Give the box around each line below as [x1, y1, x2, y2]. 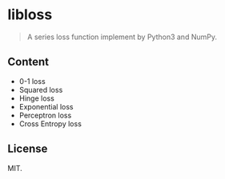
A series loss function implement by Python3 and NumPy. [26, 32, 218, 42]
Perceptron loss [18, 110, 72, 120]
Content [7, 55, 50, 69]
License [7, 142, 48, 156]
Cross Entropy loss [18, 118, 82, 129]
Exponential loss [18, 101, 74, 111]
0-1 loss [18, 76, 46, 86]
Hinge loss [18, 93, 55, 103]
